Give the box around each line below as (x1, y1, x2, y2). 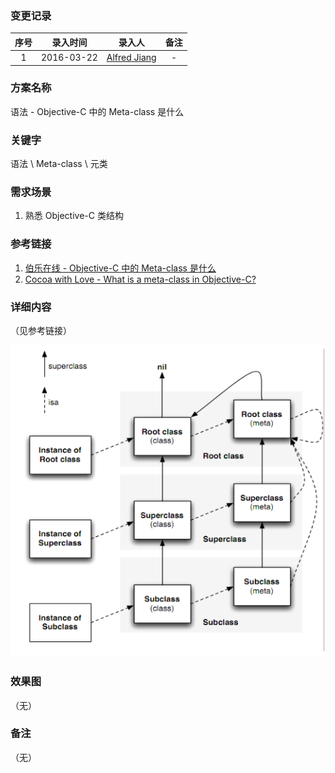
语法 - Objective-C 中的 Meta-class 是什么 (10, 105, 185, 117)
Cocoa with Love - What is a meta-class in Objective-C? (24, 273, 257, 285)
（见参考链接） (10, 325, 72, 337)
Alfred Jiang (106, 52, 157, 64)
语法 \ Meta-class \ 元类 (10, 158, 108, 170)
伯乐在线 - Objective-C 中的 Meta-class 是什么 (24, 262, 217, 274)
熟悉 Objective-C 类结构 (24, 210, 124, 222)
